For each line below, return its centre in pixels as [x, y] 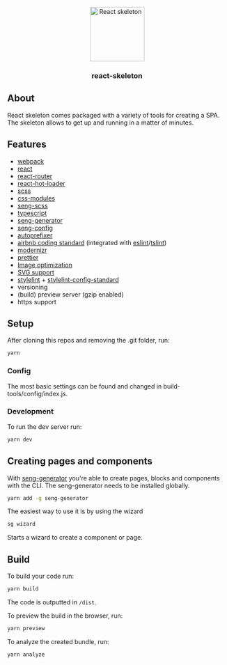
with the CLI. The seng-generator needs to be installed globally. [99, 485]
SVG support [36, 272]
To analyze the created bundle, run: [58, 641]
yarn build [23, 589]
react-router [35, 176]
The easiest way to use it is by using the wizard [75, 511]
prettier [28, 257]
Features [27, 144]
